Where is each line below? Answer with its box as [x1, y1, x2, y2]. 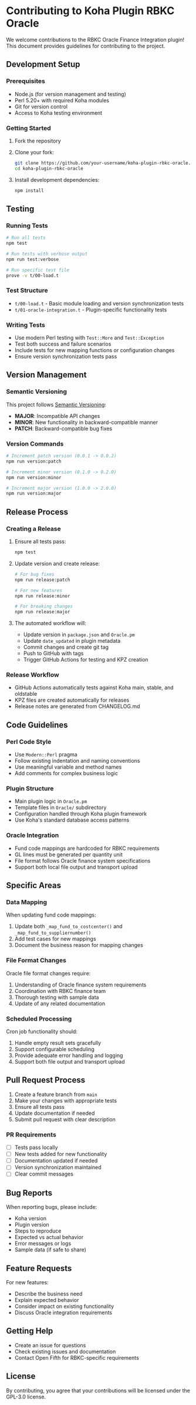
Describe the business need [14, 1290, 83, 1297]
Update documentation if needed [14, 1110, 95, 1117]
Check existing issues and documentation [14, 1348, 116, 1355]
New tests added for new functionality [14, 1151, 107, 1158]
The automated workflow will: [14, 620, 86, 627]
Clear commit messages [14, 1170, 73, 1178]
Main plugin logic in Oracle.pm [14, 798, 87, 805]
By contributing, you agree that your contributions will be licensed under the [6, 1387, 191, 1394]
